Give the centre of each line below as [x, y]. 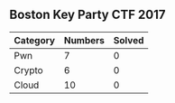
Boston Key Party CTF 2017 [87, 15]
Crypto [28, 70]
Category [35, 40]
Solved [129, 40]
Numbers [84, 40]
